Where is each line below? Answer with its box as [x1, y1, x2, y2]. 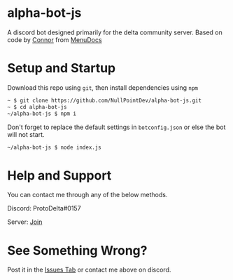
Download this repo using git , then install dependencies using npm [7, 83, 198, 92]
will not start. [7, 130, 45, 138]
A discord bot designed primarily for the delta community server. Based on [7, 28, 223, 36]
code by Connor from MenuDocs [7, 35, 103, 44]
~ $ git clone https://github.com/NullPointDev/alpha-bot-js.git [7, 97, 202, 104]
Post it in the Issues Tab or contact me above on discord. [7, 265, 171, 274]
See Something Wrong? [7, 242, 148, 258]
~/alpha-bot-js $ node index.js [7, 144, 101, 151]
